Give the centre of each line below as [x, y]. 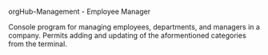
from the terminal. [38, 44]
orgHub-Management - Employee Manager [79, 12]
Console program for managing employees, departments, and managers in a [134, 27]
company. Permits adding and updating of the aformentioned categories [127, 35]
